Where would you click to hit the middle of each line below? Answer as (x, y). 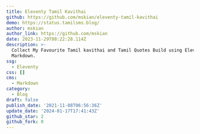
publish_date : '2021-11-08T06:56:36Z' (54, 105)
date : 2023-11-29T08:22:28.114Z (46, 39)
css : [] (16, 72)
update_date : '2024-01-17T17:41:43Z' (53, 111)
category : (18, 89)
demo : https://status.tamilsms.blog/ (53, 23)
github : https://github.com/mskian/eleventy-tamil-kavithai (82, 17)
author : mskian (25, 28)
